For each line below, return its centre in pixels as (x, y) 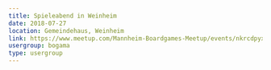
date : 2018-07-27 (38, 23)
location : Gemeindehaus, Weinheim (67, 31)
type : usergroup (35, 53)
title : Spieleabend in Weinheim (63, 16)
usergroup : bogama (39, 46)
